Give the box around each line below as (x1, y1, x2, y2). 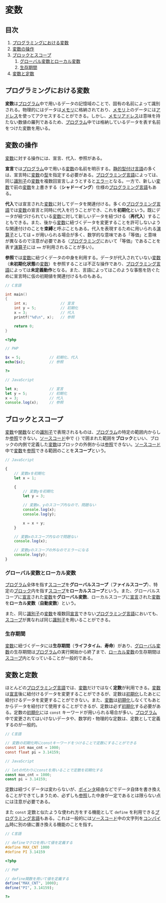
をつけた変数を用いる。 (5, 125, 53, 131)
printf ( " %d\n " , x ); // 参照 (14, 315, 75, 320)
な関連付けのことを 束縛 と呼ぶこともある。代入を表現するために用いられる (5, 225, 157, 231)
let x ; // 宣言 (5, 386, 64, 391)
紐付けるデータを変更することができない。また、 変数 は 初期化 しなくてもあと (5, 697, 161, 703)
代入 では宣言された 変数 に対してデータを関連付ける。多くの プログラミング (5, 201, 157, 206)
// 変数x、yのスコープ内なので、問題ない (23, 502, 96, 508)
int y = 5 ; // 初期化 (14, 306, 79, 311)
